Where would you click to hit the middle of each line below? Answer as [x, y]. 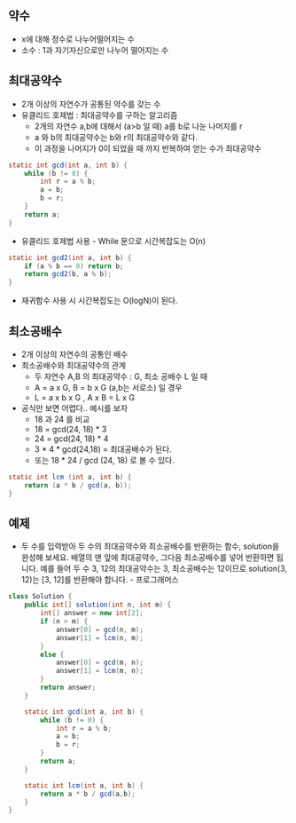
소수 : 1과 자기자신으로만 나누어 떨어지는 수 [95, 50]
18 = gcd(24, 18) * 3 [70, 429]
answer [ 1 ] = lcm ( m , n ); [99, 671]
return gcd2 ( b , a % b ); [68, 274]
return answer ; [68, 687]
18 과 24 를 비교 [62, 419]
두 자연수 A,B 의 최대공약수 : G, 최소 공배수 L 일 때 [121, 376]
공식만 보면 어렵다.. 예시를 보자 [74, 408]
